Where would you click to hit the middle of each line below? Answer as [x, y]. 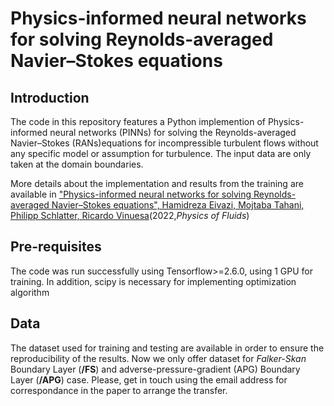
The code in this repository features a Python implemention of [138, 121]
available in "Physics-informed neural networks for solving [131, 194]
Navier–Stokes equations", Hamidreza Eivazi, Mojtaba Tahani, [178, 205]
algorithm [30, 292]
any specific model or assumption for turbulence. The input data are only [161, 153]
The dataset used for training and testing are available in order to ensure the [167, 348]
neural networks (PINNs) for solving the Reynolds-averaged [173, 132]
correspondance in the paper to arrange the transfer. [119, 390]
